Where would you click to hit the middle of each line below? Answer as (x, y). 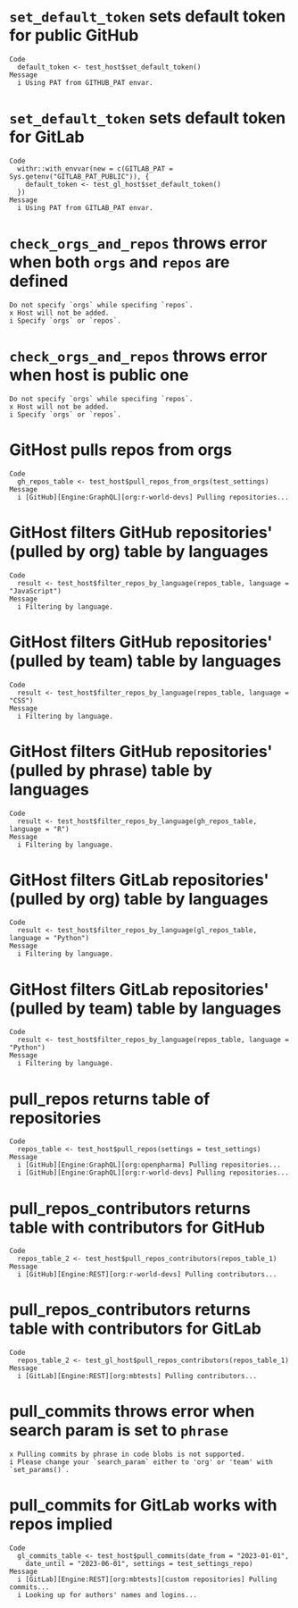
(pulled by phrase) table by (111, 770)
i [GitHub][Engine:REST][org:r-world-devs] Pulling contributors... (147, 1275)
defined (39, 281)
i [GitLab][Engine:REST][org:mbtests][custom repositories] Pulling (147, 1579)
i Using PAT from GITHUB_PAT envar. (85, 82)
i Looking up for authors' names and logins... (108, 1595)
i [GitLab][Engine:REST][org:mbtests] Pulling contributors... (137, 1376)
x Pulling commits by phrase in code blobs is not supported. (127, 1454)
